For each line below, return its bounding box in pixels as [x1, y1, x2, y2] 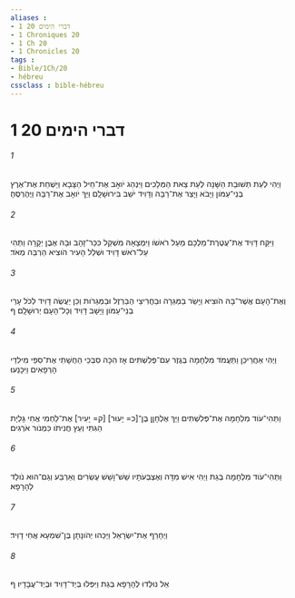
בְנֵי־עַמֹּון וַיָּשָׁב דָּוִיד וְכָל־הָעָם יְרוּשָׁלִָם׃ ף [10, 305, 134, 316]
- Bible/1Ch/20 [10, 64, 68, 74]
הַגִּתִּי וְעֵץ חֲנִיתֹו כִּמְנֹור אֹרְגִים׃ [10, 422, 103, 433]
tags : [10, 55, 35, 64]
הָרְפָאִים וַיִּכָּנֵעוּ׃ [10, 364, 57, 375]
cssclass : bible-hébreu [10, 81, 104, 90]
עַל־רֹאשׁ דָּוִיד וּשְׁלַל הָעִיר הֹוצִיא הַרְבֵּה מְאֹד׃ [10, 247, 149, 258]
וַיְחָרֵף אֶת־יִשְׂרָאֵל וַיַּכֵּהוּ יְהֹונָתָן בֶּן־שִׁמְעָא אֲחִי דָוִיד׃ [10, 530, 168, 541]
